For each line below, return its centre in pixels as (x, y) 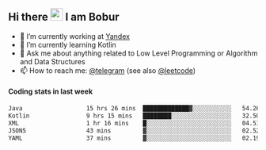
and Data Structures (52, 61)
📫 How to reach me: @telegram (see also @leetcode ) (108, 70)
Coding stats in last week (51, 91)
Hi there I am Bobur (64, 17)
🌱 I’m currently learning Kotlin (68, 44)
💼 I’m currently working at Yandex (75, 36)
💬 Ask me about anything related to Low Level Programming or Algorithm (139, 53)
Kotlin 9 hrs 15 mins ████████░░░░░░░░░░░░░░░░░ (120, 116)
